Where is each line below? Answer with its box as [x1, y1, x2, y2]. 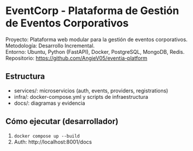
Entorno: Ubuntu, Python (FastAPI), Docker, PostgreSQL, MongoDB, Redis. [5, 48, 185, 55]
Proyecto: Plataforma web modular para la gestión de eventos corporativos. [5, 36, 188, 43]
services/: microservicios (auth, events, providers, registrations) [13, 87, 168, 94]
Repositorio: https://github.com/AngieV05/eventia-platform [5, 54, 147, 61]
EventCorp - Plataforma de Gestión [5, 4, 180, 18]
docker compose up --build [13, 133, 80, 139]
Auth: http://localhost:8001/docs [13, 138, 92, 145]
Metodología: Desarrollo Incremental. [5, 42, 95, 49]
